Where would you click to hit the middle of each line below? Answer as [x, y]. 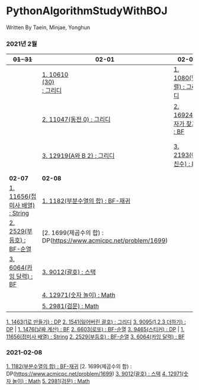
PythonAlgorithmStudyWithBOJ [87, 11]
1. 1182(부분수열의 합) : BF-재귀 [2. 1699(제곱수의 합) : [69, 366]
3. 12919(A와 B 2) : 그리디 [78, 156]
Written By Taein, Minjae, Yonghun [48, 27]
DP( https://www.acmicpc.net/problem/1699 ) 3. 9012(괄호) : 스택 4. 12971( [95, 373]
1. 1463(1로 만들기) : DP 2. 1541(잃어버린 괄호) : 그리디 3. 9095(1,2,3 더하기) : [96, 322]
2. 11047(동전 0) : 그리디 [76, 120]
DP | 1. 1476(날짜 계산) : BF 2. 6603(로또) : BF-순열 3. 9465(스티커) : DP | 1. [95, 330]
